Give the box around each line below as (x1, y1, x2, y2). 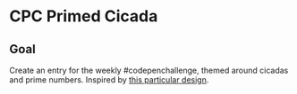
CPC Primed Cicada (9, 6, 158, 27)
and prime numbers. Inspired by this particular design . (9, 74, 209, 85)
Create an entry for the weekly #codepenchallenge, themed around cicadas (9, 65, 289, 75)
